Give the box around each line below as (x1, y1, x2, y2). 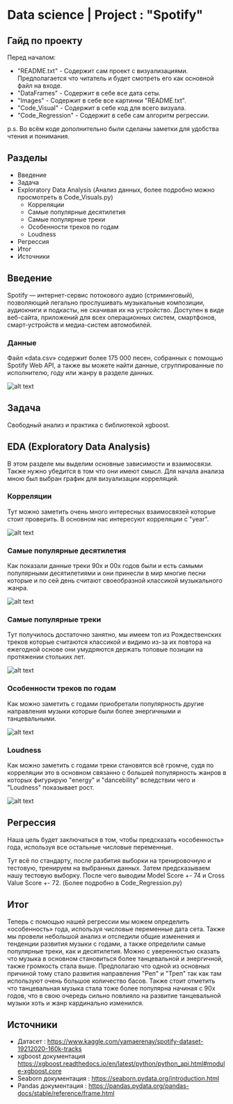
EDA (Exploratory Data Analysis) (7, 441, 151, 453)
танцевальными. (7, 714, 57, 723)
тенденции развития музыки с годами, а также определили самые (7, 940, 207, 948)
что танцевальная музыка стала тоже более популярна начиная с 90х (7, 983, 216, 992)
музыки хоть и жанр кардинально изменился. (7, 999, 144, 1007)
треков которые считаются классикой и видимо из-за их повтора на (7, 638, 211, 646)
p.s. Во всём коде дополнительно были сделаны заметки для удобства (7, 125, 219, 132)
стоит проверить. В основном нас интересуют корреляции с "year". (7, 514, 209, 523)
